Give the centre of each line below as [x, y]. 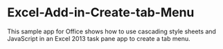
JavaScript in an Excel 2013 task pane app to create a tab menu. [99, 38]
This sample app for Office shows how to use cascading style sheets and [112, 31]
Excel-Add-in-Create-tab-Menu [101, 13]
